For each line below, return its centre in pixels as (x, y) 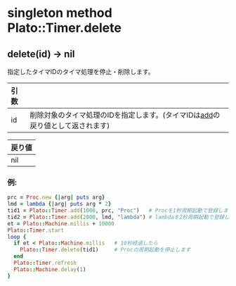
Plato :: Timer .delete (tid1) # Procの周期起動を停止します (105, 250)
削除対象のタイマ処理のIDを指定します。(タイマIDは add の (125, 115)
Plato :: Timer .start (36, 230)
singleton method (60, 13)
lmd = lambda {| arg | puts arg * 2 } (59, 204)
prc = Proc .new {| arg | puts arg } (56, 198)
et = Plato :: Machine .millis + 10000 (61, 223)
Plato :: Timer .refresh (45, 263)
